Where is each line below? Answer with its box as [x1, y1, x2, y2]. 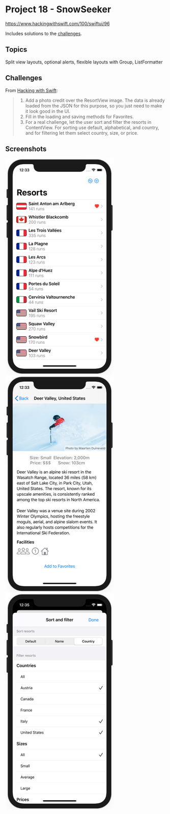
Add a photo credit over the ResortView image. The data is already [25, 97, 165, 103]
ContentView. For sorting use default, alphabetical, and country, [25, 124, 159, 130]
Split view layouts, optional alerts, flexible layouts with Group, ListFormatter [5, 59, 163, 65]
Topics [5, 45, 27, 54]
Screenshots [5, 144, 47, 153]
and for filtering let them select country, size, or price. [25, 129, 138, 136]
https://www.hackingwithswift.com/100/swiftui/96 [5, 20, 110, 27]
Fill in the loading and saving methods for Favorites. [25, 114, 134, 120]
